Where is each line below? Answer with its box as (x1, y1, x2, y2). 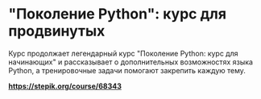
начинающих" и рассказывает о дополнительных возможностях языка (8, 57, 254, 67)
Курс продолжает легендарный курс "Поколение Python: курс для (8, 48, 238, 58)
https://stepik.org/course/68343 (8, 81, 122, 91)
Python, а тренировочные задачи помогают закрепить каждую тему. (8, 65, 246, 75)
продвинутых (8, 22, 106, 40)
